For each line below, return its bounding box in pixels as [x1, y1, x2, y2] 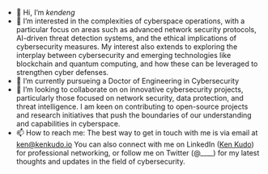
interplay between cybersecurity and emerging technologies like [15, 51, 232, 60]
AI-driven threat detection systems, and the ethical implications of [15, 33, 237, 43]
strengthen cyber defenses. [15, 68, 109, 77]
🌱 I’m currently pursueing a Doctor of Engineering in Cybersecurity [15, 77, 240, 85]
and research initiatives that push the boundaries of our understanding [15, 110, 253, 120]
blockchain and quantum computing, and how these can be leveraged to [15, 59, 258, 68]
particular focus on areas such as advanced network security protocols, [15, 25, 257, 34]
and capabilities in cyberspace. [15, 119, 121, 128]
